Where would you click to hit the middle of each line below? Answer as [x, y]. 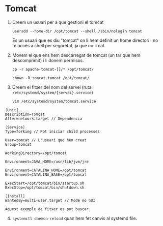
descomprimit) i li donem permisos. [48, 60]
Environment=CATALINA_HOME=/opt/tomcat [46, 170]
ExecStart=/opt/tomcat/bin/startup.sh [45, 183]
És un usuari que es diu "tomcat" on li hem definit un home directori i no [85, 40]
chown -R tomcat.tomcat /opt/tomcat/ [51, 78]
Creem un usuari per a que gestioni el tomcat [58, 22]
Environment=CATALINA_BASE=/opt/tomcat [46, 175]
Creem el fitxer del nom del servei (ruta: [53, 87]
